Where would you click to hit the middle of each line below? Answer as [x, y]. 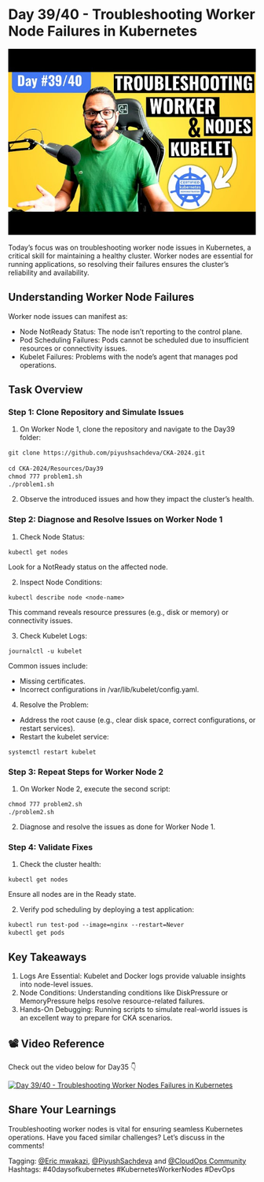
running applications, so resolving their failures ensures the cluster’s [119, 264]
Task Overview [46, 390]
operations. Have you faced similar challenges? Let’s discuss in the [117, 1137]
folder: [30, 438]
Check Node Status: [52, 536]
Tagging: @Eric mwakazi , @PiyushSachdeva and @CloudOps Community [127, 1161]
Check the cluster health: [60, 865]
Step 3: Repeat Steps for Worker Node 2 [86, 772]
